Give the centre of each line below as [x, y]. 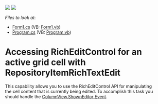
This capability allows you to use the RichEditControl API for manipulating [79, 86]
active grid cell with [45, 62]
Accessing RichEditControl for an [74, 52]
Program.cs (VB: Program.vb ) [42, 32]
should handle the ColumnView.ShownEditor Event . [56, 96]
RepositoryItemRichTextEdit [63, 73]
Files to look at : [20, 18]
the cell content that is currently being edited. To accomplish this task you [79, 91]
